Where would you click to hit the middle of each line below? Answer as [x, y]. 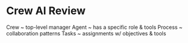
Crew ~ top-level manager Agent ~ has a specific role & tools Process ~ [95, 27]
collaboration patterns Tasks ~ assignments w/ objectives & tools [86, 33]
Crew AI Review [46, 11]
